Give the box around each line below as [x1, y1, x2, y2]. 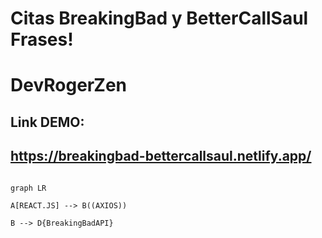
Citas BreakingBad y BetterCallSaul [10, 7, 309, 30]
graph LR [10, 183, 47, 193]
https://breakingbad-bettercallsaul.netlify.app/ [10, 148, 312, 165]
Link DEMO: [10, 113, 85, 131]
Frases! [10, 28, 74, 51]
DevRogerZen [10, 74, 128, 97]
